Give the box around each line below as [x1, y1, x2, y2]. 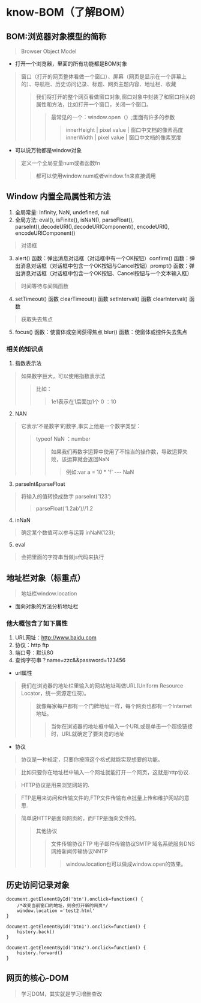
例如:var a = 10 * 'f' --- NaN [65, 468, 134, 476]
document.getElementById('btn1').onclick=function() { [6, 924, 146, 930]
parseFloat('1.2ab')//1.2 [35, 505, 94, 512]
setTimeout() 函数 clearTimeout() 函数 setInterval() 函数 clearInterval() [14, 295, 188, 302]
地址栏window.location [20, 589, 77, 597]
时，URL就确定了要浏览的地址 [50, 730, 125, 737]
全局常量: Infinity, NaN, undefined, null [14, 208, 110, 216]
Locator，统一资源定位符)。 [20, 690, 90, 697]
